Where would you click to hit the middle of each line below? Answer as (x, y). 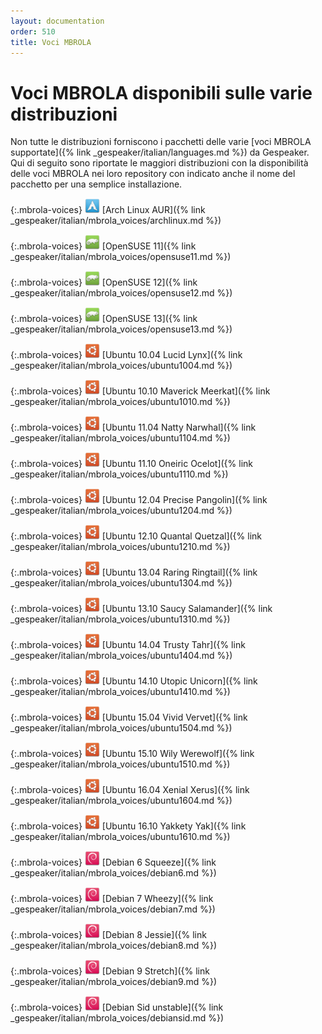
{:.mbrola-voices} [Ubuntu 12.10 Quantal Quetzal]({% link (136, 536)
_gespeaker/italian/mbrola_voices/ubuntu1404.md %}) (121, 656)
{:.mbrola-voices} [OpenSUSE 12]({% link (104, 282)
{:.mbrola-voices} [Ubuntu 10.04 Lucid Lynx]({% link (126, 355)
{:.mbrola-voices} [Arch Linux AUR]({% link (108, 210)
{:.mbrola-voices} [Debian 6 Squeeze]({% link (113, 862)
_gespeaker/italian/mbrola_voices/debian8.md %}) (114, 946)
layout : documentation (57, 21)
